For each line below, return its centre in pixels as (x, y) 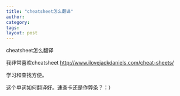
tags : (13, 28)
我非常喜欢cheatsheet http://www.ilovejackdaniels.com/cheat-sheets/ (90, 63)
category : (18, 22)
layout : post (22, 33)
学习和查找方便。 (27, 75)
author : (15, 17)
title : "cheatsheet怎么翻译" (40, 11)
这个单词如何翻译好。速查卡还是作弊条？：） (60, 87)
